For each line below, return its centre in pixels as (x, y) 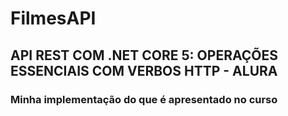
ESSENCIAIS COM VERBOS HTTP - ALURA (144, 70)
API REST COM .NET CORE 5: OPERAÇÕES (144, 55)
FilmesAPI (53, 18)
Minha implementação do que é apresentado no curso (144, 99)
